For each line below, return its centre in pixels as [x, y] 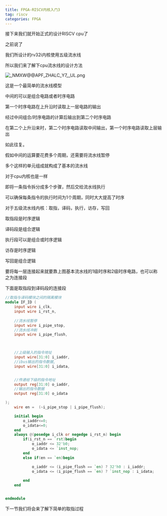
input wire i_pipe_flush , [41, 335]
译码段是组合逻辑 [23, 229]
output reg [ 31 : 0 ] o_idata [41, 394]
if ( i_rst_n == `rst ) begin [50, 439]
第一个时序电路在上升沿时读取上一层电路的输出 [53, 107]
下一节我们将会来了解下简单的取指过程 [44, 509]
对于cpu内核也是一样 [27, 176]
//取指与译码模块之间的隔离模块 [33, 298]
